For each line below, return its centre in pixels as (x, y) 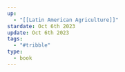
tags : (15, 39)
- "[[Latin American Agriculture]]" (66, 20)
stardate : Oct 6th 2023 (41, 26)
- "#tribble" (32, 45)
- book (23, 58)
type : (15, 52)
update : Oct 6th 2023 (38, 33)
